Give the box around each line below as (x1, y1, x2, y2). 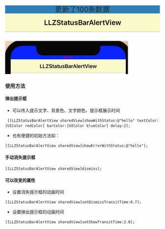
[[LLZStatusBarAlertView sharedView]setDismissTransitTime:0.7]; (5, 200, 141, 205)
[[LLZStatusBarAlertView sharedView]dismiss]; (5, 166, 102, 172)
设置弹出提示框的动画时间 (12, 209, 64, 215)
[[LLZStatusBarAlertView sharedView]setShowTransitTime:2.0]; (5, 220, 135, 225)
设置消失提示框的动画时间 (12, 189, 64, 195)
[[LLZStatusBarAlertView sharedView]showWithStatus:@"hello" (7, 118, 135, 123)
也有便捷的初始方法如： (12, 132, 60, 138)
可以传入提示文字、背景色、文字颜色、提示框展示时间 (12, 107, 120, 113)
